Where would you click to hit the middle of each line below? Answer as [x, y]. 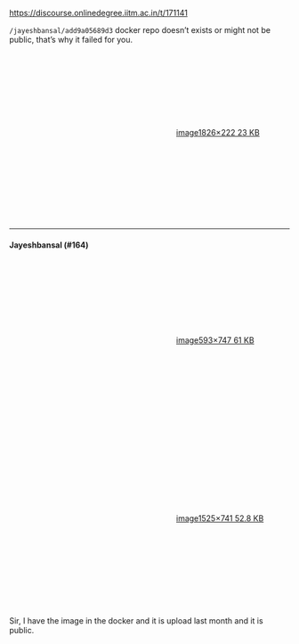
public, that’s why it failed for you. [71, 40]
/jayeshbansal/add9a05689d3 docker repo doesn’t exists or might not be [140, 30]
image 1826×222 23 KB [218, 132]
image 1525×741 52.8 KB [220, 518]
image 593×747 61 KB [216, 340]
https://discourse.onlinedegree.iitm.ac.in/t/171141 [99, 13]
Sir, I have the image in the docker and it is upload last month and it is [137, 621]
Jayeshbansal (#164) [49, 245]
